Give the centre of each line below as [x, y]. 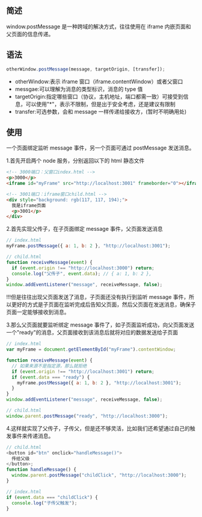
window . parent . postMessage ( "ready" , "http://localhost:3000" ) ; [87, 416]
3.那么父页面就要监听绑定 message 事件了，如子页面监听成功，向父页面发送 [100, 325]
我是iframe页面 [29, 205]
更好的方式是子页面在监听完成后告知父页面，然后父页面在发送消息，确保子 [103, 305]
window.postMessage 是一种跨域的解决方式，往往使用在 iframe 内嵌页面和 [99, 27]
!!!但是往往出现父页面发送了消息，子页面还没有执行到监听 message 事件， [98, 297]
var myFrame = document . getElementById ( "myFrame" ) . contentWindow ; [91, 349]
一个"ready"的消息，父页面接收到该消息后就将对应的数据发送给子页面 [92, 333]
